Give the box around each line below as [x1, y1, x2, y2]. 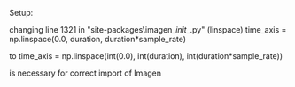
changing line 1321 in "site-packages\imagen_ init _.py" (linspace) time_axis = [9, 25, 287, 34]
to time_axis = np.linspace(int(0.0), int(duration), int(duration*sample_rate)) [9, 51, 283, 61]
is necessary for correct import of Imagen [9, 68, 162, 78]
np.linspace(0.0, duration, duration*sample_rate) [9, 34, 187, 44]
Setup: [9, 8, 34, 18]
